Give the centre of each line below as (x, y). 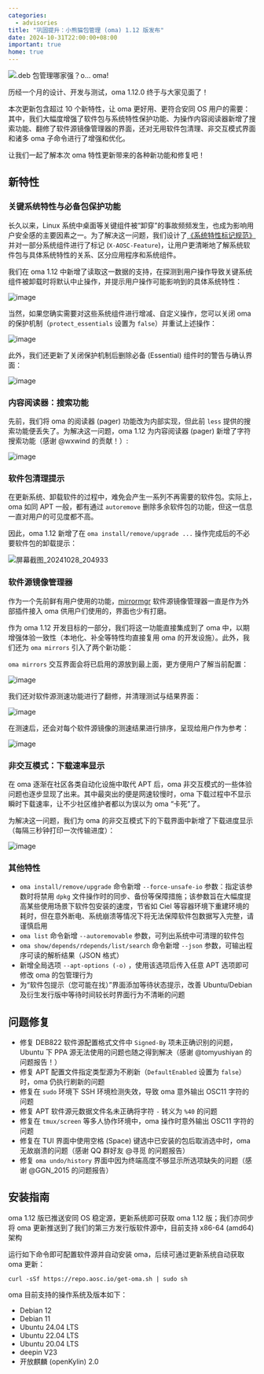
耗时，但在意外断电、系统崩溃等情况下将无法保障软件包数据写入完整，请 (136, 916)
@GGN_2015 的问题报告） (71, 1170)
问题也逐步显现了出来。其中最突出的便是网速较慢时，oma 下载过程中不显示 (130, 794)
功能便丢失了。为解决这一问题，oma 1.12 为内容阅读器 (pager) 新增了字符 (133, 430)
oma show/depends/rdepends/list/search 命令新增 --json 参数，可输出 (132, 946)
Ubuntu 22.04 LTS (49, 1335)
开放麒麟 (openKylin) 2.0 (59, 1361)
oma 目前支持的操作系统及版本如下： (68, 1295)
